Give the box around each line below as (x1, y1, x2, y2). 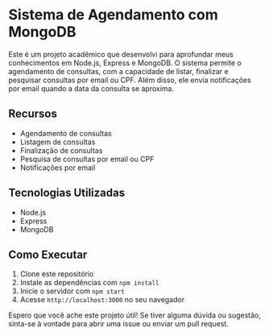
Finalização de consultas (19, 145, 103, 155)
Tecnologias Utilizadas (8, 186, 126, 200)
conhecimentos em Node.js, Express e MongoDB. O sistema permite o (8, 58, 242, 68)
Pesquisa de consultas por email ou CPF (19, 154, 155, 164)
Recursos (8, 107, 58, 121)
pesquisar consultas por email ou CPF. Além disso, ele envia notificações (8, 75, 251, 85)
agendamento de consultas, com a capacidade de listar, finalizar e (8, 66, 229, 76)
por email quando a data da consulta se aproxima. (8, 83, 175, 93)
